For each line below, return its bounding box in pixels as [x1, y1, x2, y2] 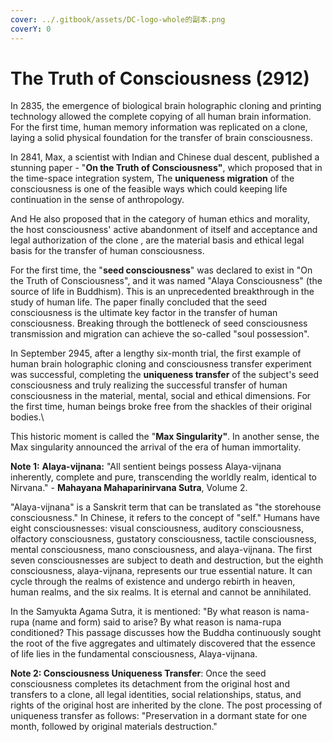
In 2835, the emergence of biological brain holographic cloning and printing [10, 100, 322, 112]
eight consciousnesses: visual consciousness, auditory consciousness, [10, 522, 304, 535]
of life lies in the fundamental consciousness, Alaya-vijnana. [10, 648, 258, 660]
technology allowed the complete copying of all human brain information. [10, 111, 312, 123]
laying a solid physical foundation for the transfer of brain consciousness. [10, 132, 313, 144]
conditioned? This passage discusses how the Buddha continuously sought [10, 627, 322, 639]
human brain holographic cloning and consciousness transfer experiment [10, 358, 312, 370]
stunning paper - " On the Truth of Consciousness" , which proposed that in [10, 162, 323, 174]
